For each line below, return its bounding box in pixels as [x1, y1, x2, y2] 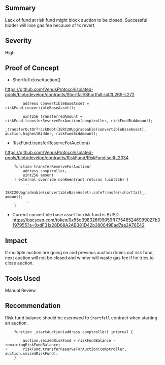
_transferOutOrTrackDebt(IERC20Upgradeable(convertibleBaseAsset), [5, 127, 147, 132]
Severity [5, 36, 32, 45]
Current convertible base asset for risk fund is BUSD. [12, 212, 120, 218]
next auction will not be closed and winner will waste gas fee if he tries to [5, 255, 154, 261]
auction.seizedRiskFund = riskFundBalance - [23, 338, 116, 343]
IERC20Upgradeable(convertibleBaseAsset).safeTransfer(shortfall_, [5, 190, 147, 195]
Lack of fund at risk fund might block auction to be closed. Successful [5, 17, 148, 23]
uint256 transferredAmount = [23, 114, 83, 119]
